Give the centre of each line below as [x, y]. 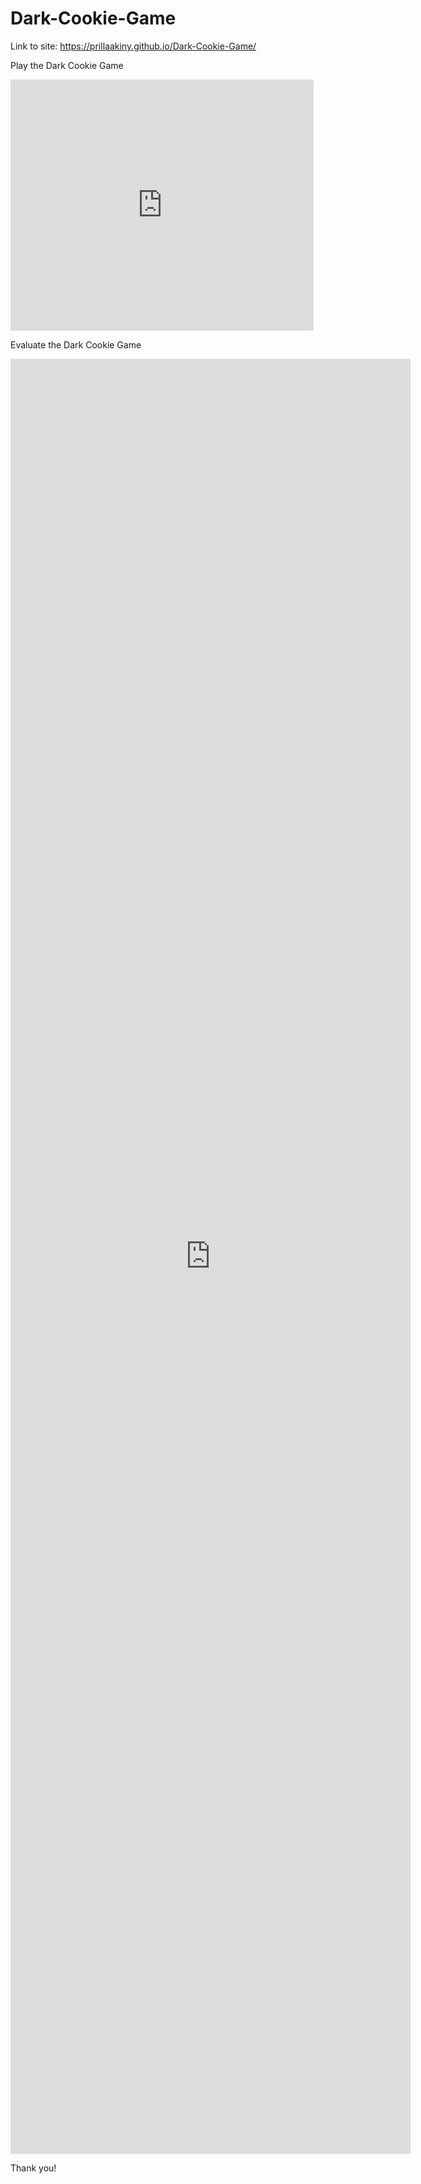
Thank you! [33, 2168]
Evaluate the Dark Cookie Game [76, 344]
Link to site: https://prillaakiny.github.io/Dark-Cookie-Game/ [133, 46]
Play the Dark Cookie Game [67, 65]
